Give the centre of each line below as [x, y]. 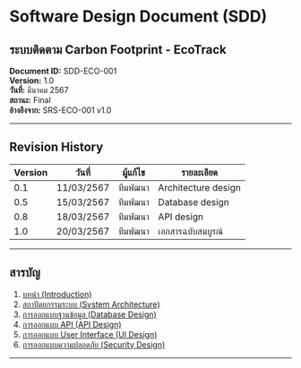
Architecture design [200, 187]
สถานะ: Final [30, 100]
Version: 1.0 [32, 81]
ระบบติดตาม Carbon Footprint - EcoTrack [118, 50]
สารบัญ [25, 273]
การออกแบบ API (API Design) [72, 324]
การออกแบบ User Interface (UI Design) [90, 334]
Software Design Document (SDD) [138, 17]
